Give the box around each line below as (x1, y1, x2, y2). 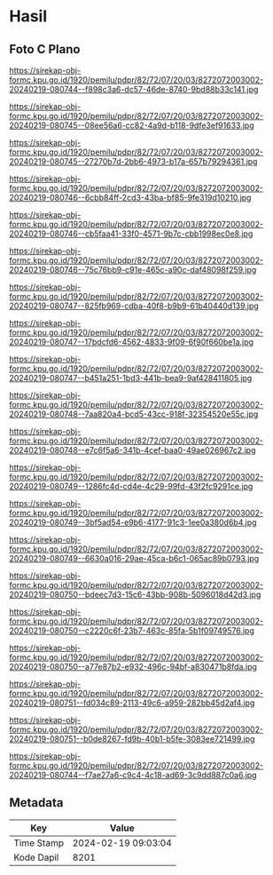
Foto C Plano (9, 42, 81, 57)
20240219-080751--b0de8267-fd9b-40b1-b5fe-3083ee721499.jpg (9, 734, 255, 744)
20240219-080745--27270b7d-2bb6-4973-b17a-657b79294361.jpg (9, 156, 258, 166)
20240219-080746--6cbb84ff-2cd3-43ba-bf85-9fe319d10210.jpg (9, 193, 252, 203)
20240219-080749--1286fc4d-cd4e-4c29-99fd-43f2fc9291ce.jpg (9, 481, 253, 491)
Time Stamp (13, 837, 65, 849)
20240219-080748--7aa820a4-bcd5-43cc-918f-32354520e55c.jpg (9, 409, 259, 419)
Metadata (9, 795, 64, 810)
